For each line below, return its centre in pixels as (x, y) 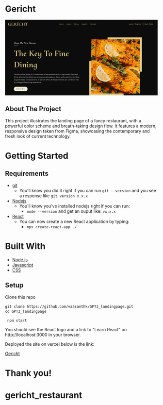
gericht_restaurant (44, 395)
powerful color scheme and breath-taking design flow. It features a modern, (81, 126)
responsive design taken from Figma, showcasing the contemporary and (78, 131)
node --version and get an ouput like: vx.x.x (71, 211)
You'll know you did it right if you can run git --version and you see (88, 190)
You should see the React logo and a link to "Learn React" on (66, 329)
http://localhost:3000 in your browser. (43, 335)
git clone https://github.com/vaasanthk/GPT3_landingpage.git (69, 306)
